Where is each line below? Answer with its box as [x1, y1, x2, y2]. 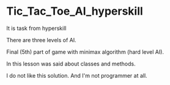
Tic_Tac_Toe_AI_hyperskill [6, 4, 144, 18]
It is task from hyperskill [6, 24, 67, 32]
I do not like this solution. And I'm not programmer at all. [6, 72, 148, 79]
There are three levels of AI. [6, 36, 76, 43]
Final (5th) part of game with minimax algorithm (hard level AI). [6, 48, 164, 56]
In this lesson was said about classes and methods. [6, 60, 136, 67]
